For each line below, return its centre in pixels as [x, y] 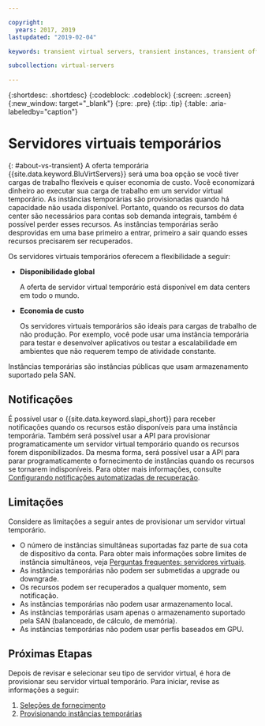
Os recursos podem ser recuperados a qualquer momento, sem [123, 587]
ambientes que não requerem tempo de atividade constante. [118, 352]
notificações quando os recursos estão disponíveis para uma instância [123, 427]
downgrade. [39, 578]
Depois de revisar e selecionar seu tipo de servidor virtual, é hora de [119, 673]
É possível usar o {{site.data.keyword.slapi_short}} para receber [112, 419]
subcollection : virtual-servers [61, 66]
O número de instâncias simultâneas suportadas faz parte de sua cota [134, 545]
